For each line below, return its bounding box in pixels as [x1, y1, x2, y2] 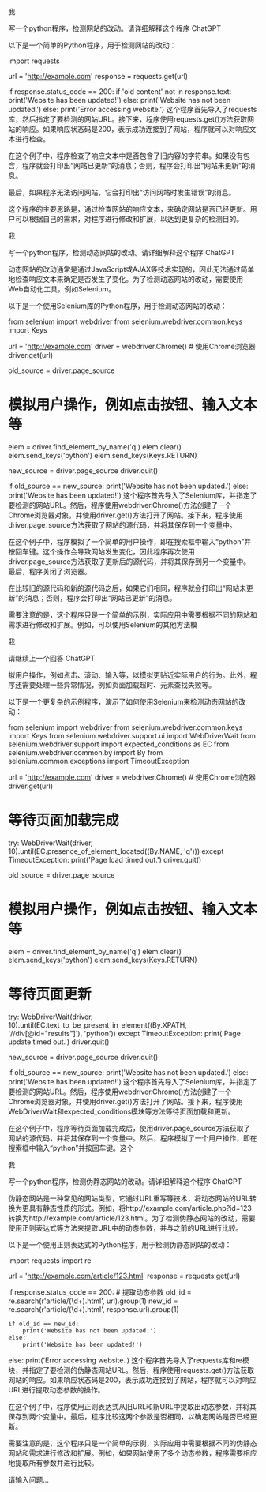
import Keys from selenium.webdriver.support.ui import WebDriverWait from [8, 731, 257, 740]
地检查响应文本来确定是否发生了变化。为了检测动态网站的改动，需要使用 [8, 275, 243, 284]
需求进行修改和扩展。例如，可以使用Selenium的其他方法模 [8, 619, 197, 629]
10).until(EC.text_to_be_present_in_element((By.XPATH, [8, 1020, 187, 1029]
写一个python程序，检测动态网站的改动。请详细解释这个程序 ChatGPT [8, 248, 235, 257]
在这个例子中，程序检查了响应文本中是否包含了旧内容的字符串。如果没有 [8, 151, 243, 160]
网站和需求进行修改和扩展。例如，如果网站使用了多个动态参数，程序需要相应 [8, 1448, 257, 1457]
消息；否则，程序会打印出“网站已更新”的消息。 [24, 593, 177, 603]
